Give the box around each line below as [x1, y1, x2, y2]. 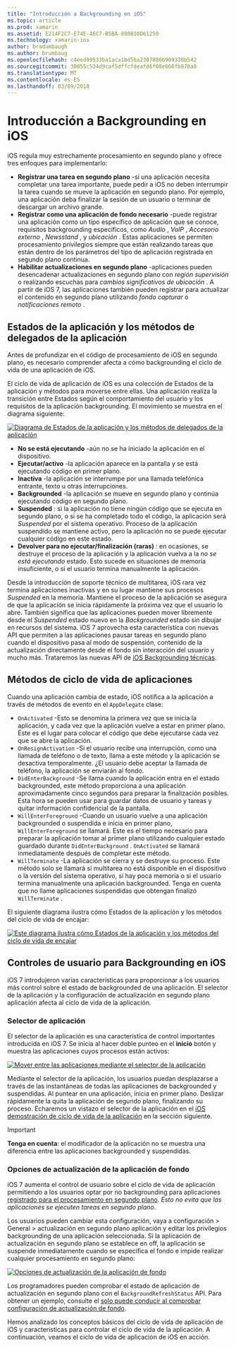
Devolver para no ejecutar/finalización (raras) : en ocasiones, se [17, 542, 209, 550]
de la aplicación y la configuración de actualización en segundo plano [7, 990, 210, 999]
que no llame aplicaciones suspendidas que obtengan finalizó [17, 886, 197, 895]
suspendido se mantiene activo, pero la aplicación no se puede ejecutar [17, 527, 227, 535]
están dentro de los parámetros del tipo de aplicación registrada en [17, 248, 213, 257]
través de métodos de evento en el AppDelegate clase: [7, 700, 163, 708]
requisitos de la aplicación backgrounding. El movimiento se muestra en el [7, 402, 223, 410]
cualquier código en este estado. [17, 534, 113, 543]
